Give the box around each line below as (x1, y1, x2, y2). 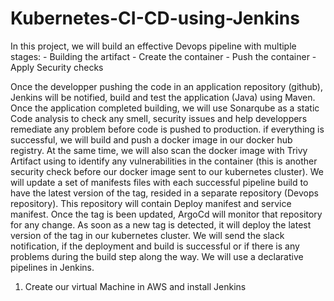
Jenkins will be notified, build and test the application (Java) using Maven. (10, 91, 316, 103)
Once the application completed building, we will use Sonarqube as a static (10, 102, 320, 114)
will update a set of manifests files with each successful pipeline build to (10, 176, 309, 188)
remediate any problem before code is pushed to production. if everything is (10, 123, 325, 135)
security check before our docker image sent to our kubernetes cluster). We (10, 165, 324, 177)
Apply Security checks (10, 61, 104, 73)
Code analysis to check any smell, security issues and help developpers (10, 112, 308, 124)
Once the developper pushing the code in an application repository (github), (10, 80, 324, 92)
